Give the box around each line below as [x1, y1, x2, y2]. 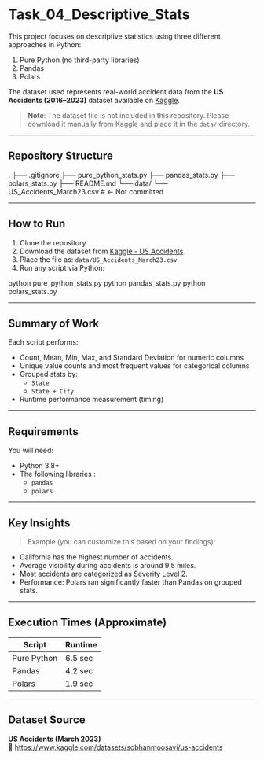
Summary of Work [8, 316, 100, 330]
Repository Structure [8, 149, 114, 163]
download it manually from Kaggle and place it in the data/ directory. [27, 119, 250, 128]
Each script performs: [8, 338, 79, 347]
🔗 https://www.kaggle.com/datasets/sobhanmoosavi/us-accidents [8, 742, 223, 752]
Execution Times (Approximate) [8, 616, 167, 629]
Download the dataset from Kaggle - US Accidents [19, 246, 184, 256]
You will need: [8, 446, 53, 456]
